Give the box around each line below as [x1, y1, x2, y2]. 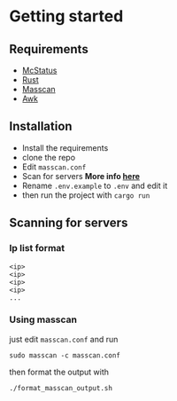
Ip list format [9, 242, 65, 255]
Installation [9, 119, 73, 134]
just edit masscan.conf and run [9, 334, 119, 344]
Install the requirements [21, 142, 109, 153]
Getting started [9, 6, 124, 27]
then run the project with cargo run [21, 189, 150, 200]
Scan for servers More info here [21, 170, 140, 181]
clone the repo [21, 152, 76, 162]
